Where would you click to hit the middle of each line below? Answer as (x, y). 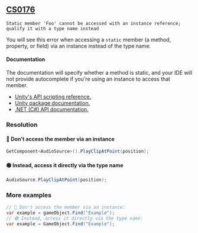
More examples (29, 195)
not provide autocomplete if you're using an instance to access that (88, 79)
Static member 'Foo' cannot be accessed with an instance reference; (94, 23)
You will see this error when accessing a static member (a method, (89, 39)
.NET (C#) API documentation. (51, 110)
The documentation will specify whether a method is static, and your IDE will (99, 73)
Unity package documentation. (52, 103)
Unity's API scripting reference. (53, 97)
